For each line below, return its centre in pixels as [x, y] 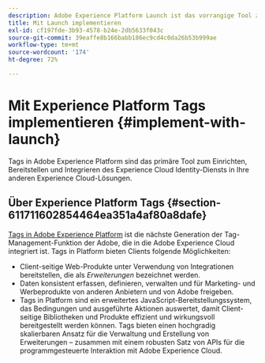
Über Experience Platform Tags [86, 203]
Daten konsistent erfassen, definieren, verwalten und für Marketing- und [137, 283]
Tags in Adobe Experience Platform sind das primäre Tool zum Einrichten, [128, 161]
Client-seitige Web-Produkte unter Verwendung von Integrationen [127, 267]
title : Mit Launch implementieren [65, 23]
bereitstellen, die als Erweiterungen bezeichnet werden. [110, 274]
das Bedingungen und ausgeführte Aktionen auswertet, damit [119, 308]
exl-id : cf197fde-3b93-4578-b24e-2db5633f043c [86, 30]
